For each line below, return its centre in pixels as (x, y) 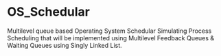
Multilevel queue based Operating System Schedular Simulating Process (109, 31)
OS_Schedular (49, 12)
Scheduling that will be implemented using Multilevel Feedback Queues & (111, 38)
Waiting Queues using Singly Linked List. (65, 45)
